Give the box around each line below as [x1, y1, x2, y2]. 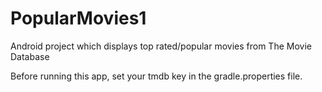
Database [10, 50, 50, 62]
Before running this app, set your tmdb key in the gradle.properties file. [10, 70, 303, 82]
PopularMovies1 [10, 7, 147, 30]
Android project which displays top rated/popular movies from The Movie [10, 40, 312, 52]
